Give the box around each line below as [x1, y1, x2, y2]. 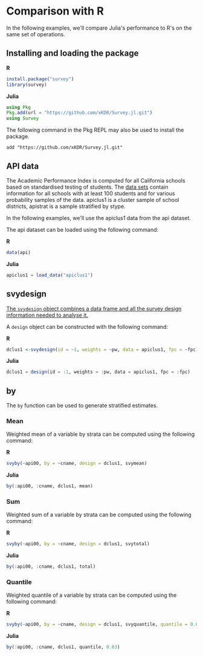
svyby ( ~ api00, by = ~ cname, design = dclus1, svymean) [6, 461, 147, 467]
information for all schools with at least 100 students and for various [6, 189, 175, 197]
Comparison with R [6, 4, 104, 18]
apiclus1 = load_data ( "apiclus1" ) [6, 272, 94, 278]
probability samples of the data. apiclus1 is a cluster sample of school [6, 196, 179, 203]
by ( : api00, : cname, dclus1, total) [6, 563, 96, 570]
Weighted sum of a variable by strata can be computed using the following [6, 511, 192, 518]
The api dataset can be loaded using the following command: [6, 226, 159, 233]
